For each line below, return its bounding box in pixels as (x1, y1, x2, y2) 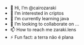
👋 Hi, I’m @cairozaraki (10, 5, 57, 11)
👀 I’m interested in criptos (10, 10, 64, 16)
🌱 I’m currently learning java (10, 16, 69, 21)
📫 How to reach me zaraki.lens (10, 27, 76, 32)
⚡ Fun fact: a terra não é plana (10, 34, 74, 40)
